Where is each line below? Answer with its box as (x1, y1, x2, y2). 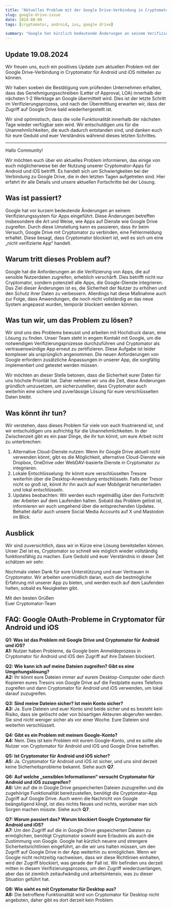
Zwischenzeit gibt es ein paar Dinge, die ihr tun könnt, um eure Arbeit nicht (5, 434, 164, 440)
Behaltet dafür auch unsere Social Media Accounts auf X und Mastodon (12, 508, 164, 515)
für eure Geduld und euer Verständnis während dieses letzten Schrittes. (5, 132, 157, 138)
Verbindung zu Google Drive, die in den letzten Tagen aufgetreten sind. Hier (5, 173, 165, 179)
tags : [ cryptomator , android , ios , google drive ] (5, 22, 114, 27)
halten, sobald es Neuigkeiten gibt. (5, 585, 79, 591)
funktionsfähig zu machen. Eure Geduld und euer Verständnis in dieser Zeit (5, 553, 164, 559)
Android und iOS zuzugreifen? (5, 779, 71, 785)
